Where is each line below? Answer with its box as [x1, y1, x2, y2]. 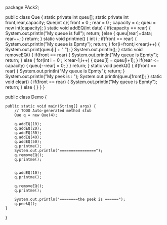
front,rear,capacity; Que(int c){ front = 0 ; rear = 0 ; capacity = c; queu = [5, 20, 156, 25]
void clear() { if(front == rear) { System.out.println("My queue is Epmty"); [5, 79, 158, 85]
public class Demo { [5, 94, 47, 100]
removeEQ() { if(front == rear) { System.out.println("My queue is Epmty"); [5, 52, 158, 58]
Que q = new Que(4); [14, 113, 58, 118]
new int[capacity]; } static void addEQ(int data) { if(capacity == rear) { [5, 25, 151, 31]
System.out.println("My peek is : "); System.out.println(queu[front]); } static [5, 73, 162, 79]
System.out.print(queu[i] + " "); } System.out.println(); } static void [5, 47, 143, 52]
